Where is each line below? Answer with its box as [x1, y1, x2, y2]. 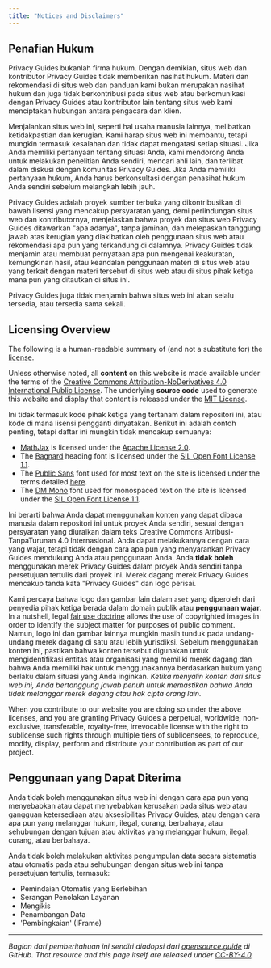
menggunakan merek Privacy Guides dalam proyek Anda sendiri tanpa [8, 561, 243, 571]
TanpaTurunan [8, 535, 56, 546]
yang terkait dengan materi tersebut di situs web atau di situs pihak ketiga [8, 266, 254, 276]
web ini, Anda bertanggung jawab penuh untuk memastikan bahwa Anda [8, 680, 252, 690]
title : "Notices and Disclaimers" [8, 11, 125, 20]
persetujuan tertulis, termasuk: [8, 869, 110, 878]
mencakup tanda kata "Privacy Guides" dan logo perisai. [8, 579, 197, 589]
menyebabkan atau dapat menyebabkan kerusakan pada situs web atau [8, 801, 248, 811]
